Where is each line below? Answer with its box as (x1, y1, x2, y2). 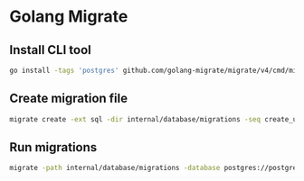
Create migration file (9, 91, 128, 106)
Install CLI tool (9, 42, 92, 58)
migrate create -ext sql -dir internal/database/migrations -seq (9, 114, 261, 123)
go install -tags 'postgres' (9, 66, 119, 75)
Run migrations (9, 140, 98, 155)
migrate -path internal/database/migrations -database (9, 164, 221, 173)
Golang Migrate (9, 6, 128, 27)
